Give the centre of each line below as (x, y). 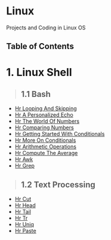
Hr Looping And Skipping (46, 108)
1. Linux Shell (39, 72)
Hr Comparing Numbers (44, 127)
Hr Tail (23, 212)
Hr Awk (24, 159)
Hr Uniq (24, 224)
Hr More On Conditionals (45, 140)
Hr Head (25, 205)
